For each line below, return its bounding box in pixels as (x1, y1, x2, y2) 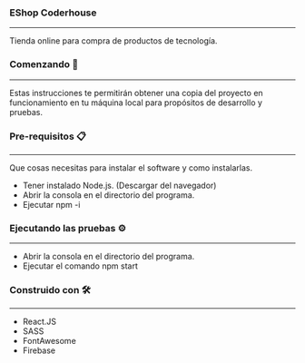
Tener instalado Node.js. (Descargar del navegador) (22, 180, 217, 191)
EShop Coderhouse (9, 6, 97, 19)
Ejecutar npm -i (22, 199, 81, 210)
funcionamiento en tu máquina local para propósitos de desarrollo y (9, 97, 263, 108)
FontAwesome (22, 336, 77, 347)
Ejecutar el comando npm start (22, 260, 138, 271)
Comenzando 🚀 (9, 58, 79, 71)
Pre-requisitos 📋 (9, 130, 86, 142)
